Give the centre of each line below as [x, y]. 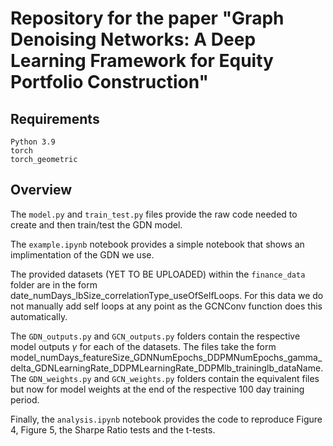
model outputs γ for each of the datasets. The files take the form [143, 346]
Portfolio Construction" [109, 82]
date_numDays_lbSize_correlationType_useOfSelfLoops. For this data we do [167, 295]
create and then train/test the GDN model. [96, 224]
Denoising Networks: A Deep [133, 39]
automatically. [39, 316]
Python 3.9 [33, 142]
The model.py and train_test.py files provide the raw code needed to [154, 214]
